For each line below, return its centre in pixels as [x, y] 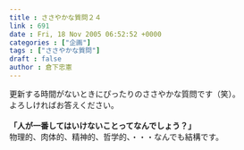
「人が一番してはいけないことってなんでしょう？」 [103, 125]
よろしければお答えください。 [64, 104]
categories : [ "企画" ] [50, 42]
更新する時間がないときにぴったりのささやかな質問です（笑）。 [125, 94]
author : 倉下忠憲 [41, 68]
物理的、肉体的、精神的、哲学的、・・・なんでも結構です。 [116, 137]
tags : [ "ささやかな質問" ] [55, 51]
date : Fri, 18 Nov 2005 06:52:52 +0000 [86, 34]
